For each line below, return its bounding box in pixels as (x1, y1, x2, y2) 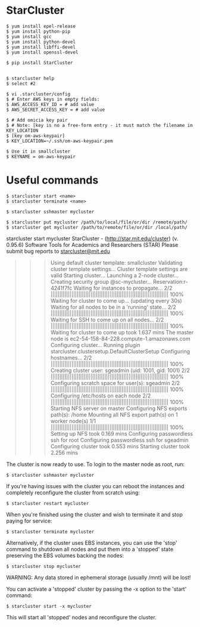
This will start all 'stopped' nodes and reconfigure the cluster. (6, 613, 157, 620)
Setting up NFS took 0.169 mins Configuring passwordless (50, 430, 193, 437)
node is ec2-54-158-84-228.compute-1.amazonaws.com (50, 335, 190, 342)
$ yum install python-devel (6, 39, 76, 45)
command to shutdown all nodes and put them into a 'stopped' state (6, 545, 174, 552)
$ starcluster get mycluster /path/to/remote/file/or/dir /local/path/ (6, 224, 187, 230)
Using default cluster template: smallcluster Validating (50, 259, 183, 266)
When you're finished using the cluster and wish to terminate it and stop (6, 511, 183, 518)
